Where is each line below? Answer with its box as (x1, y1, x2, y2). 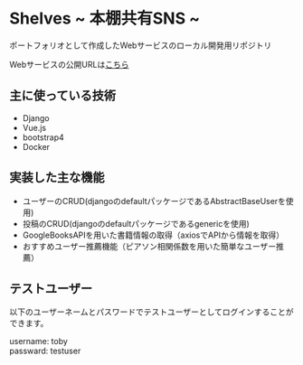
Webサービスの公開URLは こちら (9, 59, 129, 70)
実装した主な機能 (9, 170, 105, 185)
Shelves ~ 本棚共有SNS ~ (9, 8, 201, 29)
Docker (22, 141, 51, 152)
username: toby (9, 336, 68, 347)
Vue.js (22, 122, 47, 133)
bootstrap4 (22, 132, 65, 143)
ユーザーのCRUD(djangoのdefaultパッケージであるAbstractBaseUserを (22, 195, 287, 206)
